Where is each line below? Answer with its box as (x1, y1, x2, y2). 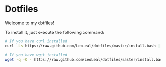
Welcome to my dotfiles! (5, 20, 54, 26)
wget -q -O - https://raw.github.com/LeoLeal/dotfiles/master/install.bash (5, 57, 165, 62)
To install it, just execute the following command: (5, 29, 105, 35)
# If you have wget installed (5, 52, 68, 57)
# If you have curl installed (5, 38, 68, 44)
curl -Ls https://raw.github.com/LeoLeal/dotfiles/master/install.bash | (5, 43, 161, 48)
